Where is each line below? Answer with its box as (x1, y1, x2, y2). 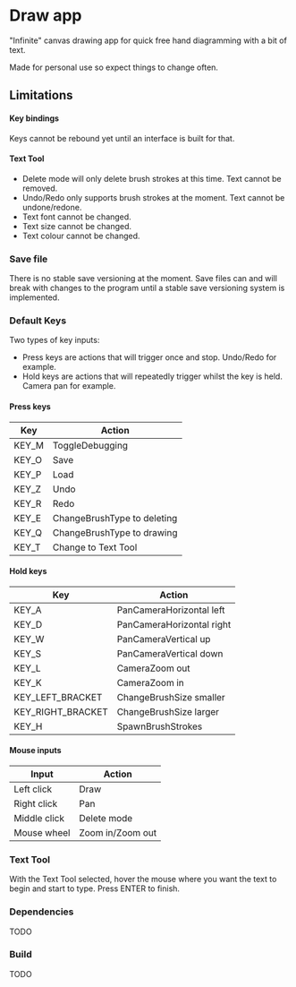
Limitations (9, 88, 73, 103)
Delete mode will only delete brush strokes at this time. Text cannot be (21, 173, 282, 184)
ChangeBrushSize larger (116, 705, 220, 717)
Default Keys (9, 314, 67, 327)
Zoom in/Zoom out (79, 826, 157, 838)
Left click (13, 783, 53, 795)
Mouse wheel (13, 826, 71, 838)
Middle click (13, 811, 65, 824)
